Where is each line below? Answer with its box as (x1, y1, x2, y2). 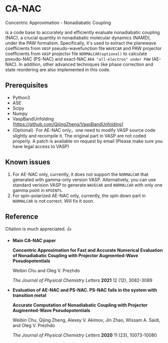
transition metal (12, 292, 47, 298)
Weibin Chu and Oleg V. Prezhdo (12, 268, 80, 274)
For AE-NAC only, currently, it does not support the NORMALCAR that (12, 171, 149, 177)
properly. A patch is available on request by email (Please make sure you (12, 138, 163, 144)
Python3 (12, 94, 30, 100)
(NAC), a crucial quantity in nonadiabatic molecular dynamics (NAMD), (5, 35, 151, 41)
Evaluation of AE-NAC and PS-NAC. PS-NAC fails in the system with (12, 287, 157, 293)
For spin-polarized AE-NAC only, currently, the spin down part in (12, 193, 146, 199)
